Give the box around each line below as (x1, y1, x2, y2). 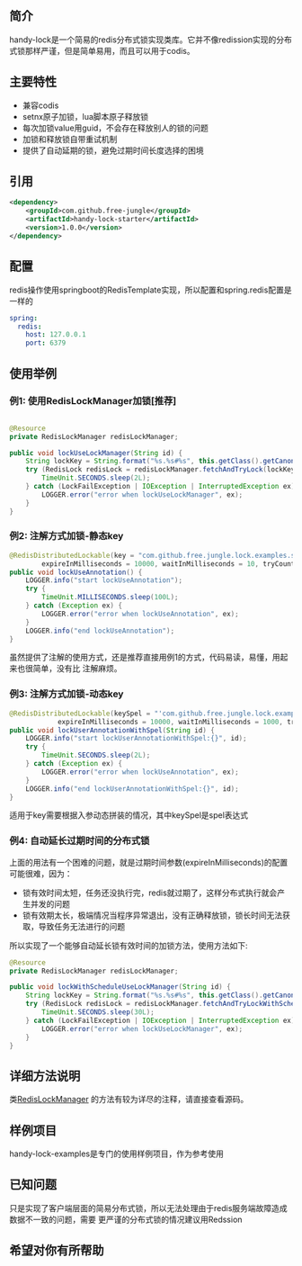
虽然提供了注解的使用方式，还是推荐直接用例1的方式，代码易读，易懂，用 (9, 651, 280, 663)
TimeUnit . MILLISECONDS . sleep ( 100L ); (41, 593, 179, 602)
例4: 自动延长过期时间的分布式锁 (9, 835, 150, 848)
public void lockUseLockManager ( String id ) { (9, 448, 182, 457)
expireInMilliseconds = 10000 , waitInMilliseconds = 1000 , (57, 717, 283, 726)
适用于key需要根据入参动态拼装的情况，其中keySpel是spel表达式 (9, 810, 249, 821)
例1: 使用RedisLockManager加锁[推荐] (9, 395, 177, 408)
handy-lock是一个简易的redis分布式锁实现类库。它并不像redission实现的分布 (9, 34, 292, 45)
